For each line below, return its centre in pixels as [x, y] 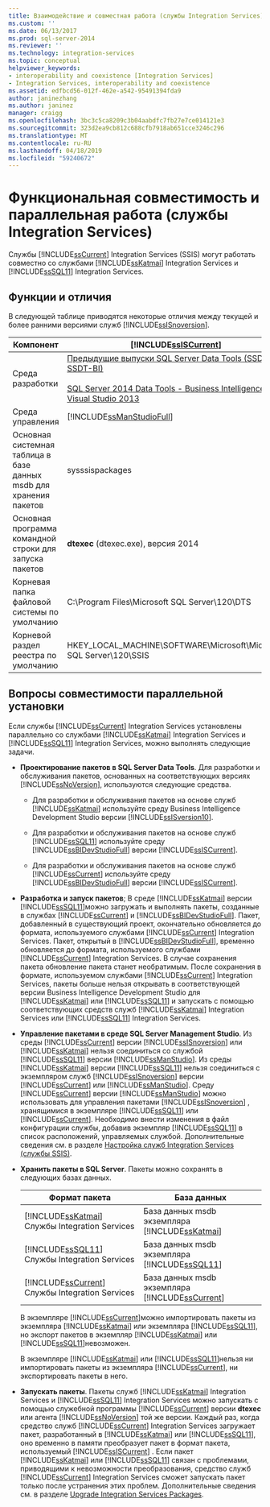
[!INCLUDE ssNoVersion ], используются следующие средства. [125, 784]
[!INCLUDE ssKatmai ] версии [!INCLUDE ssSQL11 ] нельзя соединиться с [140, 1067]
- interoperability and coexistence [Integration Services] [111, 76]
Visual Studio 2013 [103, 398]
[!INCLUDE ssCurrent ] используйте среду [101, 874]
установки [36, 707]
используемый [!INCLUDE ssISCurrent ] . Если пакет [107, 1451]
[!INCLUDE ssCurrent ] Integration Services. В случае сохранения [128, 958]
